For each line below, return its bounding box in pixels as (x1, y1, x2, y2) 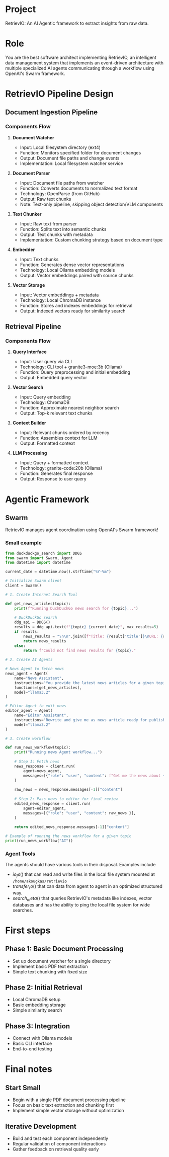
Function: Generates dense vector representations (20, 262, 125, 268)
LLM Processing (12, 450, 47, 456)
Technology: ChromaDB (20, 399, 70, 405)
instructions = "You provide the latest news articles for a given (14, 680, 154, 685)
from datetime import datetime (5, 560, 71, 565)
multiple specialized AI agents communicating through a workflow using (5, 65, 155, 71)
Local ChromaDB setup (12, 997, 61, 1003)
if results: (14, 629, 39, 634)
